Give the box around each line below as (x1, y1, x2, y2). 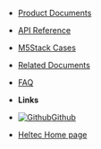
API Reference (17, 25, 72, 35)
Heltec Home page (17, 129, 88, 140)
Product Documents (17, 8, 92, 18)
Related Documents (17, 60, 91, 70)
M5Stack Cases (17, 42, 76, 53)
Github (51, 112, 76, 122)
